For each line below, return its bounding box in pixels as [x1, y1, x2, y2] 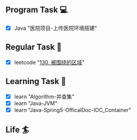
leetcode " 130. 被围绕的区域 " [14, 58, 85, 66]
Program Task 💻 [5, 5, 68, 15]
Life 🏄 [5, 125, 30, 135]
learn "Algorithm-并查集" [14, 93, 75, 100]
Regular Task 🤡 [5, 42, 62, 52]
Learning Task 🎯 [5, 76, 66, 86]
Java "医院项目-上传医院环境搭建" [14, 24, 97, 32]
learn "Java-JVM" [14, 99, 58, 107]
